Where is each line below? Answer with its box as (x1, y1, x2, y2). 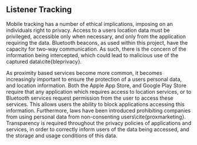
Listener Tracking (6, 5, 72, 15)
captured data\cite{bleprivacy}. (6, 58, 82, 65)
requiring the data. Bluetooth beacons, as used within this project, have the (6, 39, 188, 46)
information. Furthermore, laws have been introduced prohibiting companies (6, 107, 191, 114)
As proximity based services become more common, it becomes (6, 69, 163, 76)
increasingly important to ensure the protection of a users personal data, (6, 75, 182, 83)
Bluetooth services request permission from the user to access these (6, 94, 173, 101)
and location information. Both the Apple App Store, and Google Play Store (6, 82, 187, 89)
